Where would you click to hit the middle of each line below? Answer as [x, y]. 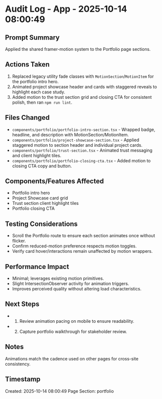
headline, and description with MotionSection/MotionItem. [71, 134]
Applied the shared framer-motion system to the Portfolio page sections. [78, 49]
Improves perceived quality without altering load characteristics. [77, 289]
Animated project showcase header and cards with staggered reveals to [84, 87]
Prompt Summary [32, 37]
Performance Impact [37, 267]
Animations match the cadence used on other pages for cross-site [72, 358]
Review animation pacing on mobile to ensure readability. [77, 321]
